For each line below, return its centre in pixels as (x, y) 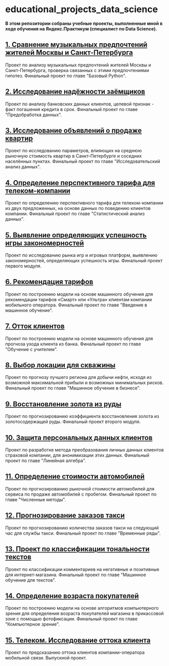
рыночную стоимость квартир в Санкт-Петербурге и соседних (74, 156)
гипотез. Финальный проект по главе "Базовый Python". (66, 76)
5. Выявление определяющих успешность (76, 235)
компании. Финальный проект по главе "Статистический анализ (75, 214)
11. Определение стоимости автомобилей (75, 477)
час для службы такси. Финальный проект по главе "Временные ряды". (83, 533)
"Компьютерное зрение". (32, 624)
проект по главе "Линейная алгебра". (46, 461)
